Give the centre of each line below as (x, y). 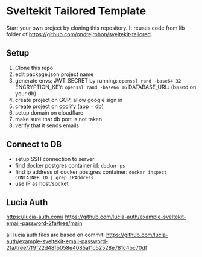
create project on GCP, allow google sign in (69, 100)
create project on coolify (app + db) (59, 106)
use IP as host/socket (42, 183)
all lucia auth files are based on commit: (55, 235)
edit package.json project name (54, 74)
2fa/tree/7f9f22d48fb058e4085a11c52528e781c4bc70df (77, 248)
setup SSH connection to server (55, 159)
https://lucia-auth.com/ (35, 217)
